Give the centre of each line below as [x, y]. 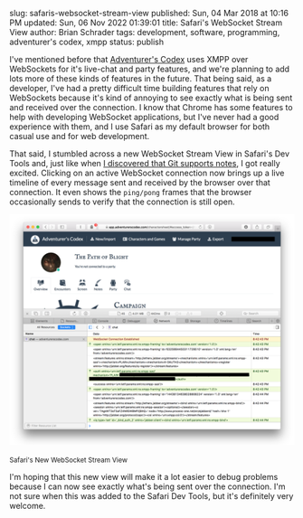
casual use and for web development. [80, 136]
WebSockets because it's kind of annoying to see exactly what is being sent [151, 98]
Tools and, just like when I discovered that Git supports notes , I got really [145, 163]
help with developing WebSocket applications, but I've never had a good [144, 117]
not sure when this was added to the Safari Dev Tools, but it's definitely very [151, 495]
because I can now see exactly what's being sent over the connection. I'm [147, 486]
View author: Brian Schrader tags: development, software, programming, [145, 32]
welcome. [28, 505]
